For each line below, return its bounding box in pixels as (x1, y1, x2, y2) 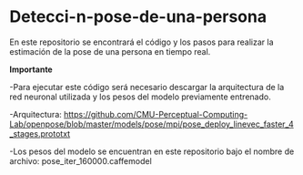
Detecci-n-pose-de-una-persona (9, 6, 267, 27)
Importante (9, 64, 53, 75)
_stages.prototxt (9, 128, 71, 139)
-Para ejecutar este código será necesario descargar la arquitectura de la (9, 81, 285, 92)
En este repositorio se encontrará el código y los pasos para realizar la (9, 36, 275, 47)
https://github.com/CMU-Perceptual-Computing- (63, 108, 248, 119)
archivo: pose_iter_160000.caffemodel (9, 155, 152, 166)
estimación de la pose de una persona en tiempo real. (9, 46, 211, 57)
